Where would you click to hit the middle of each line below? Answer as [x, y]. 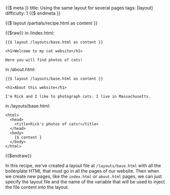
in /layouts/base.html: [28, 106]
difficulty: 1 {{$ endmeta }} [33, 13]
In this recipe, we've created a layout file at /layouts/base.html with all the [83, 166]
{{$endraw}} [19, 156]
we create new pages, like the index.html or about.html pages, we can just [84, 176]
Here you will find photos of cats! [44, 60]
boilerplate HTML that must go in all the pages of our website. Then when [82, 171]
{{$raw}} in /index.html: [30, 33]
